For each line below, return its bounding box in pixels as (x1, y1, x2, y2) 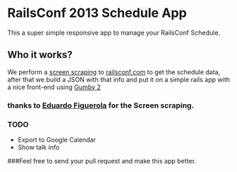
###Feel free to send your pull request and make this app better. (7, 156, 196, 165)
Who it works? (7, 49, 73, 61)
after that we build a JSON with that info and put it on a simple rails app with (7, 75, 230, 84)
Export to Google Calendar (17, 135, 96, 144)
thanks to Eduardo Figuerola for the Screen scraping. (7, 101, 194, 110)
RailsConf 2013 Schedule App (7, 5, 187, 21)
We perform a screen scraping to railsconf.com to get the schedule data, (7, 67, 221, 76)
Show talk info (17, 143, 60, 151)
